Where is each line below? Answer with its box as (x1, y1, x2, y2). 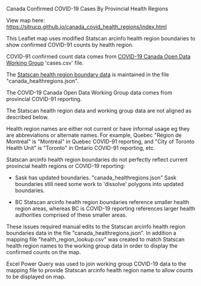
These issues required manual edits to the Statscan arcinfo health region (6, 223, 186, 230)
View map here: (6, 17, 45, 23)
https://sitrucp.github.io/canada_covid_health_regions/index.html (6, 23, 167, 30)
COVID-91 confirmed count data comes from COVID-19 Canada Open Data (6, 53, 191, 60)
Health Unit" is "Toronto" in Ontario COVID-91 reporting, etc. (6, 145, 155, 151)
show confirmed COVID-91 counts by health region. (6, 42, 134, 48)
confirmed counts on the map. (6, 249, 81, 255)
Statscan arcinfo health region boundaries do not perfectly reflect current (6, 156, 188, 163)
